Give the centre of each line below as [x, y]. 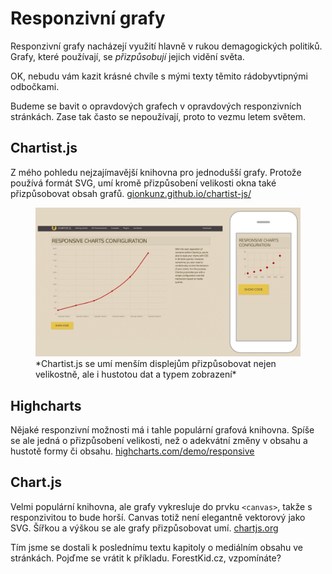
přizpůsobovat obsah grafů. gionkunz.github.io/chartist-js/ [131, 193]
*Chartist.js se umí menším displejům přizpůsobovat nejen [156, 364]
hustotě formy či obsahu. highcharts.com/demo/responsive [132, 451]
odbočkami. [35, 86]
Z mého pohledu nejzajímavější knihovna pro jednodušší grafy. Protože [156, 172]
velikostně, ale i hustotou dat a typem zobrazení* [136, 374]
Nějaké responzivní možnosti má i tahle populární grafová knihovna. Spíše [162, 430]
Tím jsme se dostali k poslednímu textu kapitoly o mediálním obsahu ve [157, 547]
